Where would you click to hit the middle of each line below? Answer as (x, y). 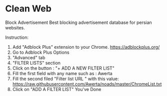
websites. (15, 27)
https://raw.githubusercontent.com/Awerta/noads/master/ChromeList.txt (87, 84)
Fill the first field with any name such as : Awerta (62, 73)
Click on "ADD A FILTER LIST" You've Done (57, 89)
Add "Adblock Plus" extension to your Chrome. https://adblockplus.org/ (86, 47)
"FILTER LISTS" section (36, 63)
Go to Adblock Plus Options (41, 52)
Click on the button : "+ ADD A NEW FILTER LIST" (63, 68)
